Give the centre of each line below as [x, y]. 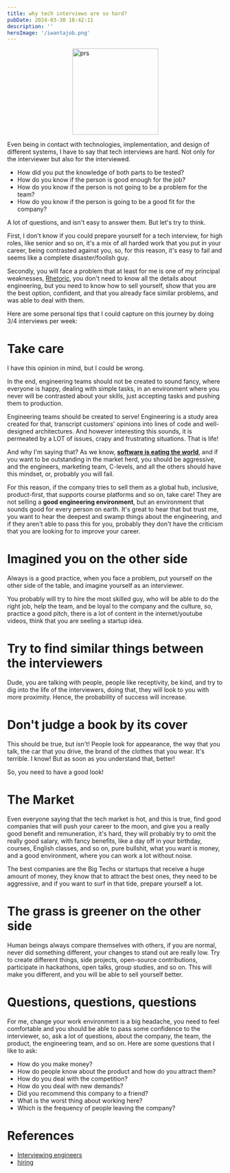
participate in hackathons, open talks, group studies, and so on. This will [110, 967]
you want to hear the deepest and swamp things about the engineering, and [114, 517]
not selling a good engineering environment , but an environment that [106, 502]
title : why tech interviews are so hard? [67, 13]
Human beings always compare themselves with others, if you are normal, [112, 945]
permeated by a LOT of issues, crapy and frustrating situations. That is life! [113, 439]
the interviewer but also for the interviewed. [69, 159]
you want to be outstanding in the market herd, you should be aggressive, [112, 460]
